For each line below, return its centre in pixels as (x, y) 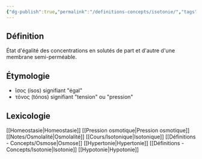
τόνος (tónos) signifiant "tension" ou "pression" (74, 97)
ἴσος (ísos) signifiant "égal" (49, 90)
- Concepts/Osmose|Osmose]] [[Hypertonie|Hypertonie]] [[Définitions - (95, 143)
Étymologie (28, 76)
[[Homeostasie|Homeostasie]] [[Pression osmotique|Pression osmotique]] (98, 131)
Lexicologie (29, 116)
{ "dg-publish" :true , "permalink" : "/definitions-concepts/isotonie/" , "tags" (102, 12)
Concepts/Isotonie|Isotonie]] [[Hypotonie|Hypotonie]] (73, 150)
